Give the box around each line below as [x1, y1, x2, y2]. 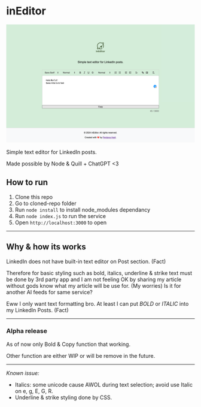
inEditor [6, 4, 46, 18]
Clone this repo [14, 193, 53, 200]
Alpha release [6, 327, 48, 335]
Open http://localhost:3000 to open [14, 219, 106, 226]
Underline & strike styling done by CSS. [14, 394, 112, 401]
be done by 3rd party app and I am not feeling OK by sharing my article [6, 276, 182, 283]
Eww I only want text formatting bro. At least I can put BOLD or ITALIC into [6, 300, 189, 307]
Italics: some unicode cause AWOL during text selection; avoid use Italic [14, 381, 193, 388]
